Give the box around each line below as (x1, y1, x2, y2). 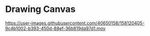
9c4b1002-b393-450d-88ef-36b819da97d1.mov (5, 25, 106, 31)
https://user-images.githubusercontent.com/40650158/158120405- (5, 20, 145, 26)
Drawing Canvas (5, 3, 76, 15)
